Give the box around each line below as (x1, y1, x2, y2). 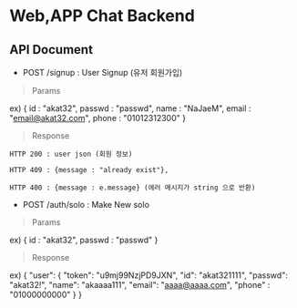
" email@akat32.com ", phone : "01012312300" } (9, 113, 187, 123)
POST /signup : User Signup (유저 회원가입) (22, 67, 183, 77)
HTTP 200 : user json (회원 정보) (9, 149, 133, 159)
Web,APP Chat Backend (9, 5, 196, 26)
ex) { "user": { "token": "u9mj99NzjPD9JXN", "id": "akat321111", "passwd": (9, 270, 289, 281)
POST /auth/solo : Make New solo (22, 200, 150, 210)
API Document (9, 42, 94, 57)
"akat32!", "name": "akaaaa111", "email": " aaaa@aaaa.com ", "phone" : (9, 280, 271, 290)
